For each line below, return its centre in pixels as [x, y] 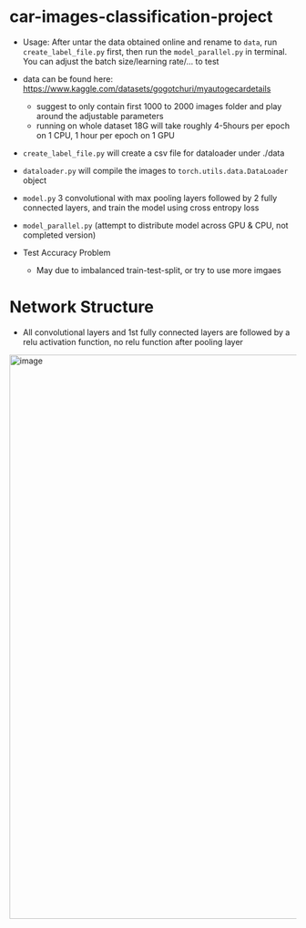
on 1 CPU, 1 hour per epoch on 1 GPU [106, 135]
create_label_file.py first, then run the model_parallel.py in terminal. [155, 51]
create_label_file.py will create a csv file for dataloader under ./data [153, 153]
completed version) [59, 235]
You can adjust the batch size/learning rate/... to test [121, 61]
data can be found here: [68, 78]
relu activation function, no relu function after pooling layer [133, 342]
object [35, 180]
